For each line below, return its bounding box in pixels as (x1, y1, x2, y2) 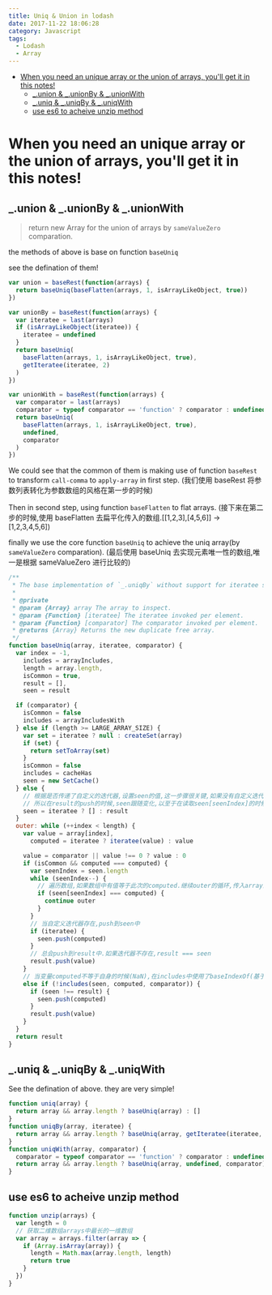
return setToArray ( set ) (29, 747, 111, 755)
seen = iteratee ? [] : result (23, 807, 129, 815)
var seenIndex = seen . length (29, 867, 129, 875)
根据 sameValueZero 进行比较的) (22, 557, 131, 568)
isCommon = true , (23, 671, 82, 680)
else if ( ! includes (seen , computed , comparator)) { (23, 980, 201, 988)
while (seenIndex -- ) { (29, 874, 107, 882)
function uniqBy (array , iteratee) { (8, 1122, 132, 1131)
